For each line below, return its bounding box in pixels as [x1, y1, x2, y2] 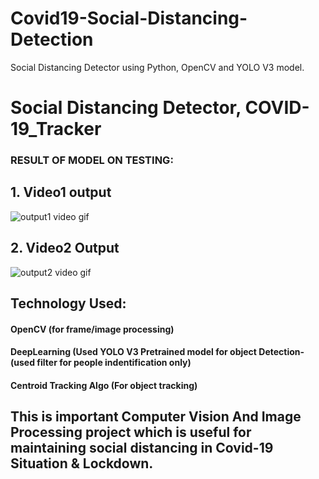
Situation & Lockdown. [10, 455, 154, 472]
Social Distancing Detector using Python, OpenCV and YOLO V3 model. [10, 61, 305, 73]
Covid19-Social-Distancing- [10, 7, 248, 30]
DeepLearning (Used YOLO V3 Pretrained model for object [10, 346, 257, 358]
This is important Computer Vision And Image [10, 408, 302, 426]
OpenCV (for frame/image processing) [10, 323, 175, 335]
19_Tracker [10, 118, 102, 141]
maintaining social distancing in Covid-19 [10, 440, 274, 457]
